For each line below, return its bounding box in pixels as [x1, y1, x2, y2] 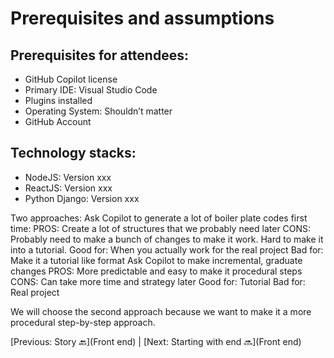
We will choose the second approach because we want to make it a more [10, 305, 312, 317]
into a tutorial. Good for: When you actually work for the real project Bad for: [10, 243, 324, 256]
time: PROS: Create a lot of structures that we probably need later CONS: [10, 222, 312, 234]
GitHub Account [24, 116, 92, 127]
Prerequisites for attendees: [10, 47, 189, 64]
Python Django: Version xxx [24, 192, 140, 204]
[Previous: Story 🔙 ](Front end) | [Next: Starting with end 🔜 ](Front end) [10, 335, 302, 347]
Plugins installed [24, 95, 93, 106]
